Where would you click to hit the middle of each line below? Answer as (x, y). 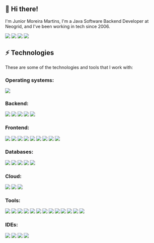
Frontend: (17, 128)
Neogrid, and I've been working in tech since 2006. (58, 26)
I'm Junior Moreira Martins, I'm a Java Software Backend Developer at (77, 21)
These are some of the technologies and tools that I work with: (69, 67)
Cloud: (13, 176)
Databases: (19, 152)
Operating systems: (30, 80)
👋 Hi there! (22, 9)
